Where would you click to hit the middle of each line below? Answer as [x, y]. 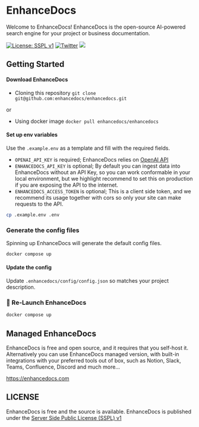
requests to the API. [39, 204]
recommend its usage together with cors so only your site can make [98, 197]
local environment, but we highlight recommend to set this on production [104, 178]
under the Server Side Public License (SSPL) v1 [64, 417]
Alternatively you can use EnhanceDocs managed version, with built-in [93, 354]
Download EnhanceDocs [37, 79]
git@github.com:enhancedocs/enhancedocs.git [71, 98]
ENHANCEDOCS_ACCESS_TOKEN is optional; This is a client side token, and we [103, 191]
